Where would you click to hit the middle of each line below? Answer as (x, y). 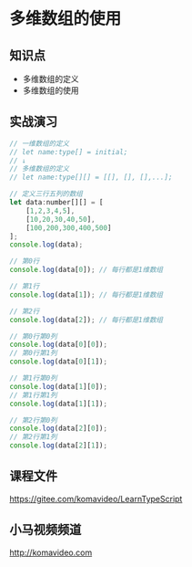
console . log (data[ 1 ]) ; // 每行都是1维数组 (86, 294)
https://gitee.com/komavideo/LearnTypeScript (96, 499)
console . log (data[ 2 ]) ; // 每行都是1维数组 (86, 320)
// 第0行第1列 (33, 353)
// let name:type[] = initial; (69, 152)
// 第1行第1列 (33, 395)
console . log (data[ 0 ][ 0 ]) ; (58, 345)
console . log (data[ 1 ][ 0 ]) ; (58, 386)
